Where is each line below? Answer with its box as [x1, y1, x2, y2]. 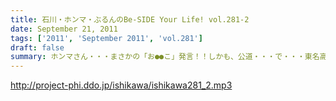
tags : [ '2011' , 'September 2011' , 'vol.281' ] [10, 33, 203, 43]
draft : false [10, 42, 65, 53]
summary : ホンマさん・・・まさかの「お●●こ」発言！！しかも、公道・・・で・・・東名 [10, 52, 320, 62]
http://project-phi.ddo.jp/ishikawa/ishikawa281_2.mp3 [10, 79, 233, 91]
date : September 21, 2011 [10, 24, 118, 34]
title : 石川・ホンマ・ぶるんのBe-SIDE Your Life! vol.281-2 [10, 14, 250, 25]
